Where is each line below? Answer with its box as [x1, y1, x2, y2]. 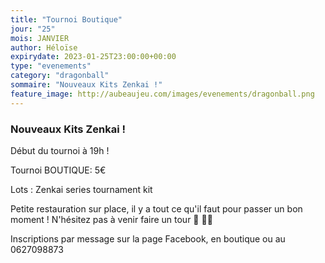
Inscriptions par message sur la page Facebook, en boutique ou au [10, 232, 286, 245]
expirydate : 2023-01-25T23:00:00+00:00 [10, 52, 177, 62]
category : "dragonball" [10, 71, 110, 81]
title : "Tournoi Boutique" [10, 14, 123, 25]
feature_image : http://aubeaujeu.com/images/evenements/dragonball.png [10, 89, 315, 99]
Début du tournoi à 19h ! [10, 144, 110, 156]
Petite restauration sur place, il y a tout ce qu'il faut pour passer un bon [10, 202, 303, 215]
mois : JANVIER [10, 33, 70, 43]
